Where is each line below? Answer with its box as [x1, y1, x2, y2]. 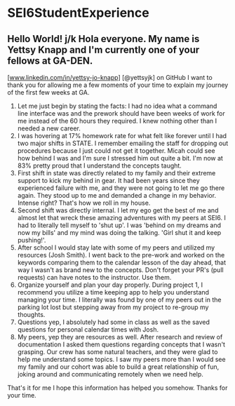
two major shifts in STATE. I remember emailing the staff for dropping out [17, 139, 229, 147]
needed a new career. [17, 124, 81, 133]
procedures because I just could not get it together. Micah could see [17, 147, 215, 155]
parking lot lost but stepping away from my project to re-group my [17, 303, 209, 311]
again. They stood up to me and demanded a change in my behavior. [17, 191, 216, 199]
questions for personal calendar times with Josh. [17, 325, 159, 334]
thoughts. [17, 311, 46, 318]
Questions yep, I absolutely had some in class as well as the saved [17, 318, 210, 326]
